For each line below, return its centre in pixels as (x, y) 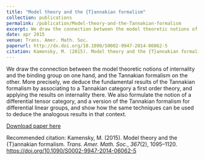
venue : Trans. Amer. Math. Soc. (47, 40)
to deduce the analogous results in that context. (67, 114)
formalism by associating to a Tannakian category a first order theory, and (99, 88)
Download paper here (34, 126)
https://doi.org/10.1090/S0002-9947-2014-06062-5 (71, 150)
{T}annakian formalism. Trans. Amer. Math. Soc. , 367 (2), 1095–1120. (92, 144)
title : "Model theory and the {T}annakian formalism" (76, 12)
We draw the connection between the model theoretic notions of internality (101, 69)
